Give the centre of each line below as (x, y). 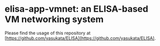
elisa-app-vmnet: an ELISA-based (77, 9)
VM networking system (54, 19)
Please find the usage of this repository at (48, 33)
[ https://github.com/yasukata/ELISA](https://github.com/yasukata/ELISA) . (80, 38)
